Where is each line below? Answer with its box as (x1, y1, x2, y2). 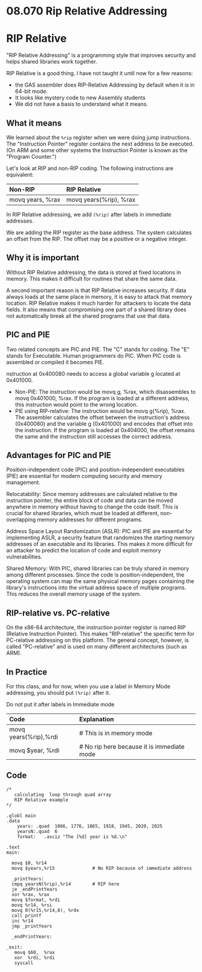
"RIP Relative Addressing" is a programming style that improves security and (6, 52, 196, 59)
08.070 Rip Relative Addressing (6, 4, 168, 18)
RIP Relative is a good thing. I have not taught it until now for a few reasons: (6, 70, 194, 77)
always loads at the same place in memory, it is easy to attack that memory (6, 293, 192, 300)
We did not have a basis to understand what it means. (14, 100, 148, 108)
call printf (11, 912, 42, 919)
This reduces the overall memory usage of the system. (6, 590, 141, 598)
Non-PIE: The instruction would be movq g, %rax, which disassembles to (14, 388, 196, 395)
